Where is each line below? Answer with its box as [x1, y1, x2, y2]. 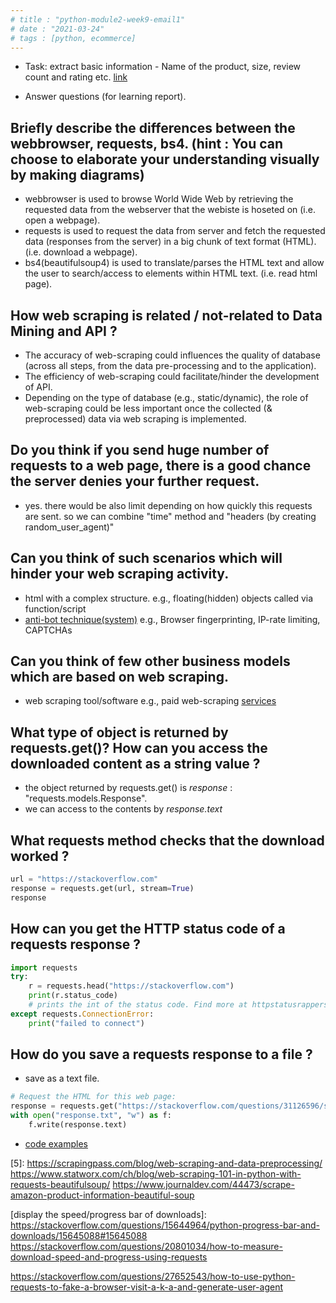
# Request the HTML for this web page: [10, 1092, 177, 1102]
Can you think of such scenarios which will [10, 550, 283, 567]
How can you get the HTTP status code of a [10, 921, 286, 938]
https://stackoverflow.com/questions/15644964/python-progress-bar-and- [10, 1219, 320, 1231]
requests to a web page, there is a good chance [10, 457, 312, 475]
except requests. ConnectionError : [10, 1009, 155, 1019]
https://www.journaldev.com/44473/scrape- [112, 1178, 295, 1190]
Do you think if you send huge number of [10, 442, 270, 459]
